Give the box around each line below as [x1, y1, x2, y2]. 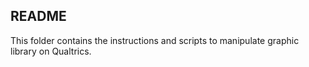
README [10, 8, 67, 25]
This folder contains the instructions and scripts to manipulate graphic [10, 34, 300, 46]
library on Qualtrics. [10, 45, 92, 57]
